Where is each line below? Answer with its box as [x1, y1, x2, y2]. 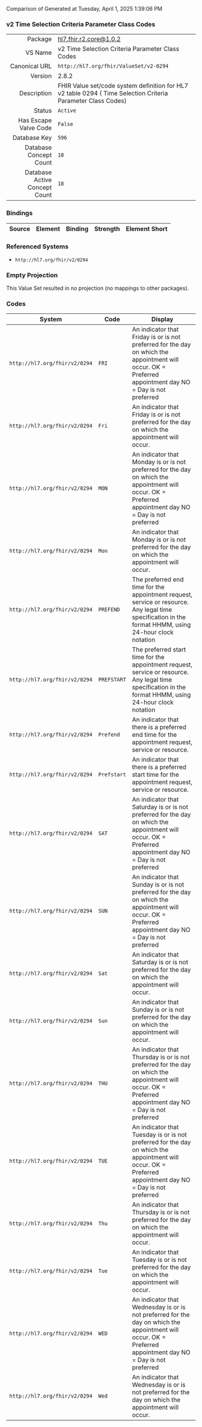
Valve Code [19, 124, 52, 132]
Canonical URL [10, 62, 52, 71]
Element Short [126, 224, 168, 233]
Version [29, 72, 52, 80]
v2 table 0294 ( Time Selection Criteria [57, 89, 168, 98]
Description [19, 89, 52, 98]
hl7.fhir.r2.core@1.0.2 [57, 35, 121, 43]
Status [34, 107, 52, 115]
